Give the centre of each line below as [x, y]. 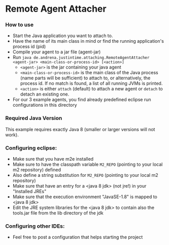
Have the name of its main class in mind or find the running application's [88, 41]
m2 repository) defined [37, 170]
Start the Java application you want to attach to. [63, 36]
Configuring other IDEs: [35, 226]
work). [12, 135]
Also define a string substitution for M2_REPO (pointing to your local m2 [85, 175]
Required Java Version [34, 118]
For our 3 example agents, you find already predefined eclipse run [82, 100]
